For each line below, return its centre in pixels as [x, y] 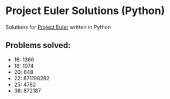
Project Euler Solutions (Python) [85, 11]
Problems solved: [38, 45]
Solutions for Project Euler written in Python [58, 27]
